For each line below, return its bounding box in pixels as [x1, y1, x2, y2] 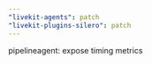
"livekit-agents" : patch [8, 12, 100, 22]
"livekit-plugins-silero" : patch [8, 21, 132, 30]
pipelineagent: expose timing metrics [8, 45, 143, 55]
